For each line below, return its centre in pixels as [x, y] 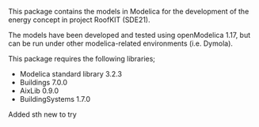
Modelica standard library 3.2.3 [71, 74]
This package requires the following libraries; [82, 59]
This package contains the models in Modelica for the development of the [129, 11]
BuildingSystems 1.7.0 [55, 99]
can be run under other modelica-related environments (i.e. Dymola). [121, 43]
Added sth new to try [42, 114]
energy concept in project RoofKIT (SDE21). [79, 20]
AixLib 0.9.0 [39, 91]
